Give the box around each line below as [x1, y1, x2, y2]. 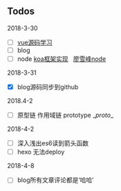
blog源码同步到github [17, 83, 79, 91]
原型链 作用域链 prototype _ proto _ [17, 111, 114, 120]
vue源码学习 [17, 38, 53, 46]
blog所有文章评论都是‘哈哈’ [17, 176, 95, 184]
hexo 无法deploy [17, 148, 65, 156]
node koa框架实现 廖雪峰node [17, 55, 106, 63]
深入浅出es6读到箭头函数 [17, 139, 89, 147]
